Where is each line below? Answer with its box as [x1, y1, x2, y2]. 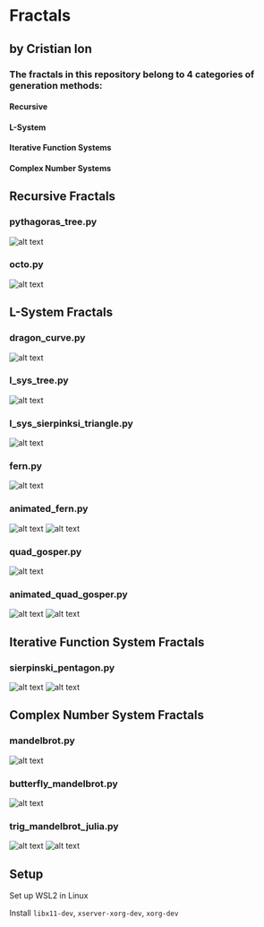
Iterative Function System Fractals [9, 634, 205, 650]
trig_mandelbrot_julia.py [9, 819, 119, 832]
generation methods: [9, 79, 103, 91]
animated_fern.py [9, 503, 89, 515]
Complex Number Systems [9, 162, 112, 173]
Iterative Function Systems [9, 143, 112, 153]
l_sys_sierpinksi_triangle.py [9, 417, 134, 429]
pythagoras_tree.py [9, 216, 98, 229]
